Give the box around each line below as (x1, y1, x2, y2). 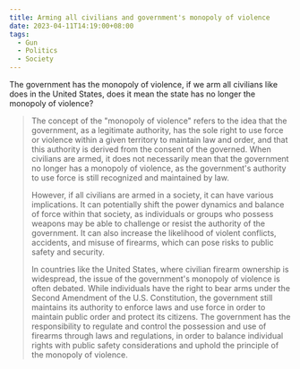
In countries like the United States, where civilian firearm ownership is (30, 264, 289, 274)
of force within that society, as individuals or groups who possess (30, 209, 274, 219)
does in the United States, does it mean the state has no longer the (9, 88, 256, 99)
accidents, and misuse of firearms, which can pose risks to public (30, 238, 274, 247)
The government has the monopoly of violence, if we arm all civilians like (9, 80, 279, 89)
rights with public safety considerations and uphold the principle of (30, 340, 279, 350)
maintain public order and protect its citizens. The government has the (30, 312, 291, 322)
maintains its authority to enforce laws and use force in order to (30, 302, 266, 313)
